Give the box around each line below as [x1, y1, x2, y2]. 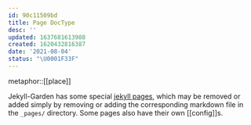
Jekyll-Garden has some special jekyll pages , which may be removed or [8, 91, 241, 101]
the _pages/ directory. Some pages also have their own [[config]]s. [8, 108, 224, 117]
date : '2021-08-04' [8, 48, 72, 55]
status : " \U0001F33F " [8, 55, 79, 63]
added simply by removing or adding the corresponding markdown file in [8, 99, 244, 109]
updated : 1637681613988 [8, 33, 86, 41]
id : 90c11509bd [8, 11, 58, 20]
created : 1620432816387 [8, 41, 86, 48]
